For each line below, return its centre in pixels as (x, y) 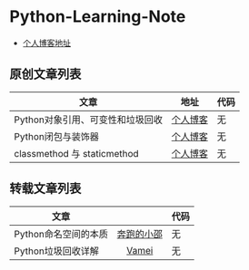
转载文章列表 (45, 189)
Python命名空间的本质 (61, 234)
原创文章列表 (45, 74)
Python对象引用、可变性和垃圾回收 (89, 120)
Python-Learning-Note (98, 17)
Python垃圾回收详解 (57, 251)
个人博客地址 (46, 43)
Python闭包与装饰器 (57, 136)
